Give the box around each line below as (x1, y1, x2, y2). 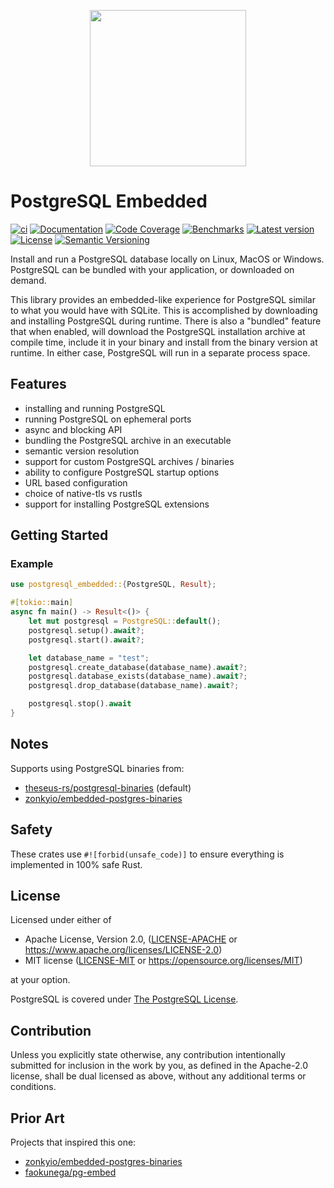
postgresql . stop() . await (28, 699, 132, 709)
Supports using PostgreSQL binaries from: (10, 762, 185, 774)
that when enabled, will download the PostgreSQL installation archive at (10, 325, 306, 337)
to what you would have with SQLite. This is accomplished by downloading (10, 304, 318, 316)
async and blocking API (24, 423, 123, 435)
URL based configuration (24, 476, 128, 489)
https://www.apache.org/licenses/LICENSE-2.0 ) (24, 944, 223, 956)
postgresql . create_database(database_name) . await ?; (28, 662, 248, 672)
